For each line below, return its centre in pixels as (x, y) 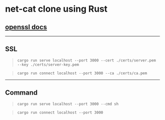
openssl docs (26, 27)
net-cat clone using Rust (56, 9)
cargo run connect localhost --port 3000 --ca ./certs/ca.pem (82, 73)
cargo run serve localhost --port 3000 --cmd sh (68, 104)
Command (21, 93)
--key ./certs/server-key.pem (48, 64)
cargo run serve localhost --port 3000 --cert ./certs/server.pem (86, 60)
